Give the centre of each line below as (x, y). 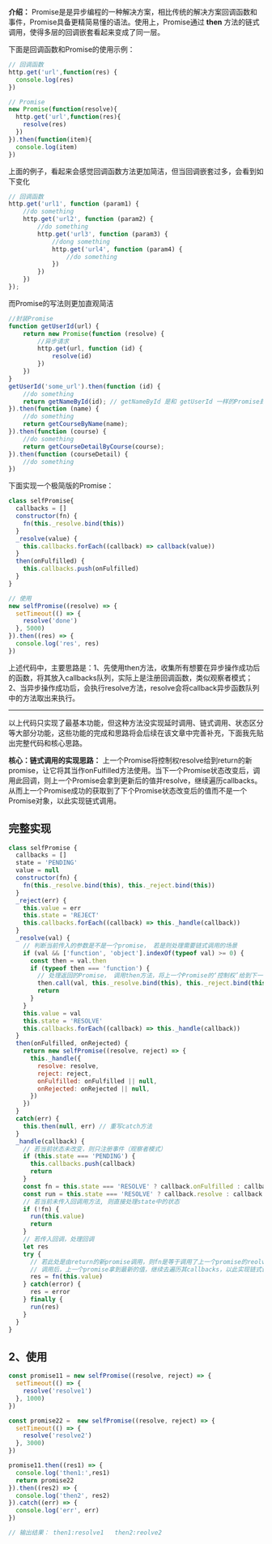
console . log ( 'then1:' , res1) (63, 1473)
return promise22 (45, 1480)
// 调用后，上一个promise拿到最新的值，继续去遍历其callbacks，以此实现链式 (146, 1270)
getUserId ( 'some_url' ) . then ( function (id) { (85, 386)
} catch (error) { (52, 1285)
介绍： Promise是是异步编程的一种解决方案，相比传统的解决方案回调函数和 (133, 12)
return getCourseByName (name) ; (76, 424)
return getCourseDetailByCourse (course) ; (93, 447)
